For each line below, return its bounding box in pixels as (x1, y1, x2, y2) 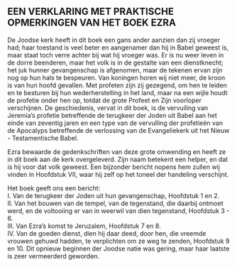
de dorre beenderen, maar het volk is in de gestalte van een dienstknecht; (7, 58, 224, 67)
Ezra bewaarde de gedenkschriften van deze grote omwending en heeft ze (7, 147, 226, 156)
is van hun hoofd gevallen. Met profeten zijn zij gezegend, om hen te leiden (7, 81, 227, 89)
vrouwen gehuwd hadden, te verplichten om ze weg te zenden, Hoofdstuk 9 (7, 236, 230, 245)
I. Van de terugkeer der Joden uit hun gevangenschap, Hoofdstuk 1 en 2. (7, 191, 220, 200)
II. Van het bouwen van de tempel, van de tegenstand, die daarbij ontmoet (7, 199, 224, 207)
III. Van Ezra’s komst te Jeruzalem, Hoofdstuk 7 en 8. (7, 222, 161, 230)
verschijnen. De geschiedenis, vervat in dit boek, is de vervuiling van (7, 103, 209, 112)
